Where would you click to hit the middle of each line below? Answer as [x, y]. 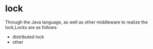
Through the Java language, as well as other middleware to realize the [76, 22]
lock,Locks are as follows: [31, 27]
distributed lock [28, 37]
